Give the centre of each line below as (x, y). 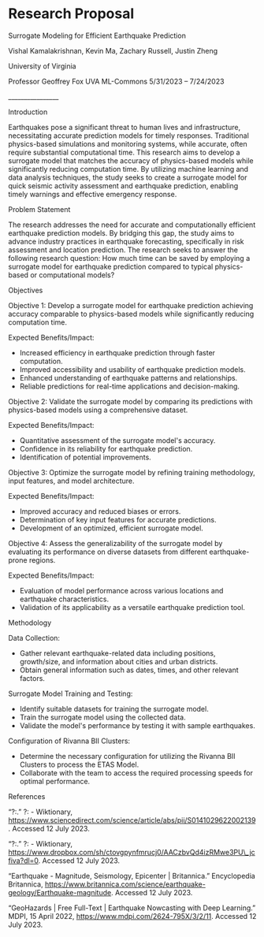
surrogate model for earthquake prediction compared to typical (111, 266)
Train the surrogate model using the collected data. (103, 717)
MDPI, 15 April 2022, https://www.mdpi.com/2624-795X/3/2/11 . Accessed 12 (132, 916)
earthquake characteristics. (64, 599)
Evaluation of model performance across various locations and (121, 590)
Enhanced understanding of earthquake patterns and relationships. (128, 377)
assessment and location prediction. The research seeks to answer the (123, 250)
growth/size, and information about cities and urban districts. (119, 661)
